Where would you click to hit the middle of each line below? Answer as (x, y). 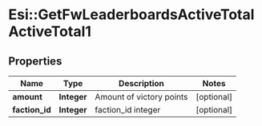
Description (141, 83)
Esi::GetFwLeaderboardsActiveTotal (131, 15)
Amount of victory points (141, 97)
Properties (35, 61)
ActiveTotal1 (50, 31)
